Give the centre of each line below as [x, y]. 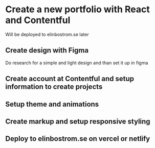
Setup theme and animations [52, 104]
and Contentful [38, 20]
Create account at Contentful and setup [70, 79]
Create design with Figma [47, 50]
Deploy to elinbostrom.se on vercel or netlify [78, 139]
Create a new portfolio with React [77, 9]
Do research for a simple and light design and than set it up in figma [77, 63]
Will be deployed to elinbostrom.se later [47, 34]
